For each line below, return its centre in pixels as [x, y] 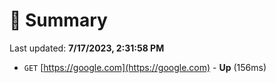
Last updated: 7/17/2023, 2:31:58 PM [87, 48]
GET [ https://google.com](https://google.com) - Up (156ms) [145, 67]
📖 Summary [58, 20]
